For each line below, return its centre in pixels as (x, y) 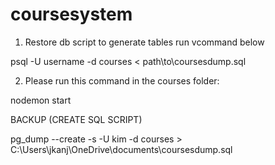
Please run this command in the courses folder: (122, 80)
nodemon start (41, 100)
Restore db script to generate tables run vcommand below (144, 42)
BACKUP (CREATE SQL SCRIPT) (76, 119)
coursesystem (71, 14)
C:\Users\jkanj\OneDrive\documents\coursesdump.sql (121, 149)
